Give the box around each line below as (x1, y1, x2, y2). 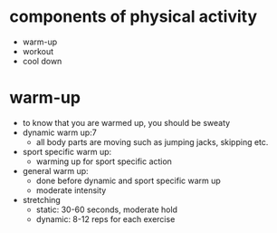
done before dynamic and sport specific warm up (35, 175, 222, 186)
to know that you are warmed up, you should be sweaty (22, 117, 231, 128)
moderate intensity (35, 184, 107, 196)
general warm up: (22, 165, 89, 176)
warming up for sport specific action (35, 156, 172, 167)
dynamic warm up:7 (22, 127, 97, 138)
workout (22, 45, 54, 56)
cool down (22, 55, 62, 66)
